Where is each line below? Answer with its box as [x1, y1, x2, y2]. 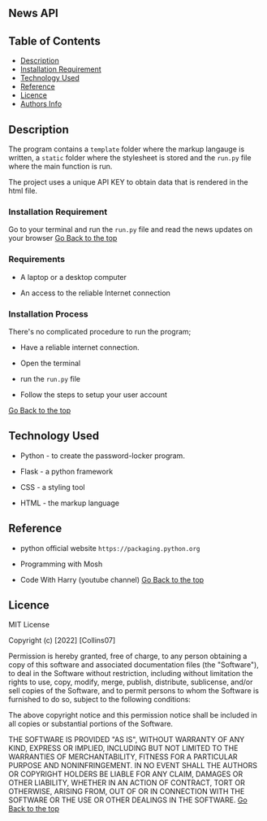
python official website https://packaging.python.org [19, 543, 200, 552]
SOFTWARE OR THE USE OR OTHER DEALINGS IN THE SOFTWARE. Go [8, 795, 248, 805]
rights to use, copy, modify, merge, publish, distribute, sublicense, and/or [8, 677, 253, 687]
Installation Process [8, 308, 88, 320]
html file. [8, 186, 38, 196]
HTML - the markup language [19, 498, 120, 508]
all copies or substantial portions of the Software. [8, 719, 173, 729]
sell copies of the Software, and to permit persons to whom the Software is [8, 686, 260, 696]
